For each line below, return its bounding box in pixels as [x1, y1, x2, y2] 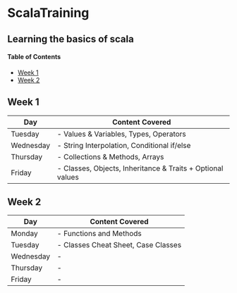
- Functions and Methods [56, 229, 142, 239]
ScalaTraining [7, 5, 90, 21]
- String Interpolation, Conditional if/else [56, 140, 191, 150]
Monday [11, 229, 39, 239]
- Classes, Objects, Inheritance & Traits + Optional [56, 163, 224, 173]
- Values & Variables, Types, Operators [56, 129, 187, 139]
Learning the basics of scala [7, 33, 134, 45]
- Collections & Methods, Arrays [56, 151, 164, 161]
